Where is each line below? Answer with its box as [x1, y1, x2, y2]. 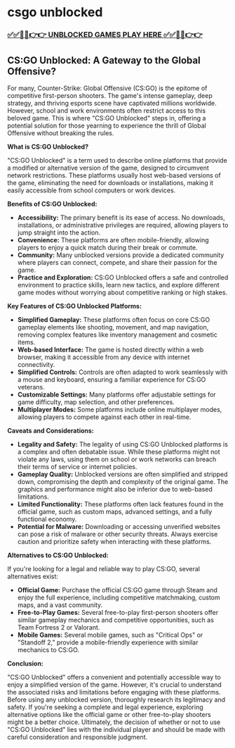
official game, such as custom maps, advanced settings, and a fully [17, 507, 213, 516]
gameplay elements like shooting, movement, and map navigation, [17, 323, 209, 331]
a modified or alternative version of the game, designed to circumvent [7, 163, 209, 172]
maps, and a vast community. [17, 600, 103, 609]
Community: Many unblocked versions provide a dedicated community [17, 251, 224, 259]
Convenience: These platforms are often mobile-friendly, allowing [17, 235, 209, 244]
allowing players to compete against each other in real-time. [17, 413, 192, 421]
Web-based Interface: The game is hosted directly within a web [17, 345, 204, 354]
